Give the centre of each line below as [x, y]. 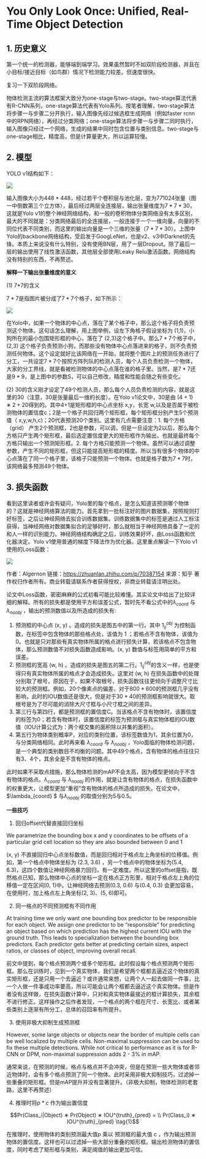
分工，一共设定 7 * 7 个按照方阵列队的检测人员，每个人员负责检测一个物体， [101, 361]
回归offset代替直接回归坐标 [49, 823]
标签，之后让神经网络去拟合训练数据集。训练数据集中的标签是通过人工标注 [105, 519]
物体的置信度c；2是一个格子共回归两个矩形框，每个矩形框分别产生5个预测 [105, 412]
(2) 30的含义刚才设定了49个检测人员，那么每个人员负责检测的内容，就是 [98, 389]
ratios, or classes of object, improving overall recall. [71, 951]
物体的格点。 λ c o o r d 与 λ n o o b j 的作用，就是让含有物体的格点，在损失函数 [102, 780]
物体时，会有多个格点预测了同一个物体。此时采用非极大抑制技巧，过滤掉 [103, 1074]
